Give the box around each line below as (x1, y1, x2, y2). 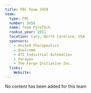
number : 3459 (9, 20, 36, 26)
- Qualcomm (13, 47, 36, 52)
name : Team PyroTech (9, 25, 51, 30)
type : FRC (9, 16, 29, 21)
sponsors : (9, 39, 29, 44)
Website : (13, 70, 31, 75)
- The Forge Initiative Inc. (13, 61, 72, 66)
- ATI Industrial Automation (13, 52, 72, 57)
